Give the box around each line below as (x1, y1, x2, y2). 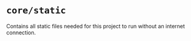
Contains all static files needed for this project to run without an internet (6, 22, 186, 30)
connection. (6, 29, 36, 36)
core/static (6, 5, 66, 16)
